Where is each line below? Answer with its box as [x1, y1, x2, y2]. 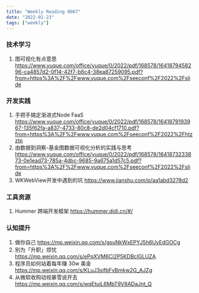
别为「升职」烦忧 [14, 246, 57, 253]
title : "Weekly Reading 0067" [6, 8, 81, 15]
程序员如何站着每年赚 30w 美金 [14, 260, 91, 267]
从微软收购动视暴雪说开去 [14, 273, 78, 281]
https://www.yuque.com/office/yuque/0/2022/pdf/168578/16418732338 [14, 150, 192, 157]
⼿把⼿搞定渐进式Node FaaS [14, 111, 84, 118]
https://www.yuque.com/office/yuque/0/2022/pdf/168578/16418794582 [14, 62, 192, 69]
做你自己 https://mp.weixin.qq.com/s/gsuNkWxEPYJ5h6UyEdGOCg [14, 238, 181, 245]
